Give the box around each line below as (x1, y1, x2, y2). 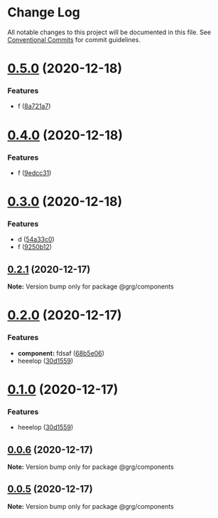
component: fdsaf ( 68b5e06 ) (17, 348, 105, 357)
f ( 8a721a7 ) (17, 102, 51, 110)
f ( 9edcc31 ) (17, 168, 52, 177)
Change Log (7, 4, 80, 21)
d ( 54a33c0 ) (17, 235, 55, 244)
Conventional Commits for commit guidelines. (7, 35, 141, 43)
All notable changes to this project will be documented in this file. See (7, 28, 212, 36)
